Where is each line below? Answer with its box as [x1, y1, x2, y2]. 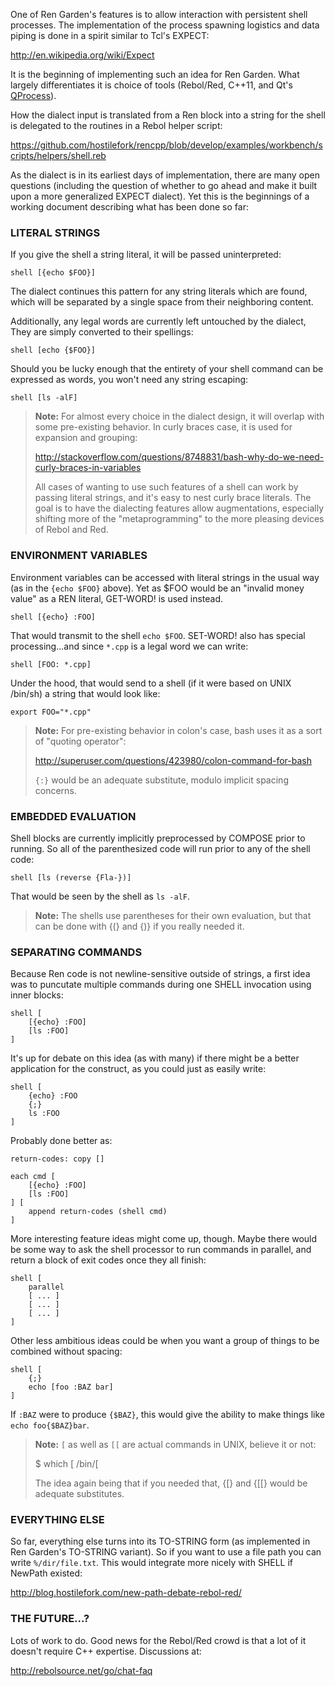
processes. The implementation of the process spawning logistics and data [10, 19, 320, 31]
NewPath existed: [10, 1567, 83, 1579]
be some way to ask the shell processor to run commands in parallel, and [10, 1244, 312, 1256]
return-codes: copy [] [10, 1154, 105, 1164]
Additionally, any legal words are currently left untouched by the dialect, [10, 315, 307, 328]
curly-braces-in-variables [34, 462, 142, 474]
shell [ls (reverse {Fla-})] [10, 872, 132, 883]
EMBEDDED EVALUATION [10, 809, 137, 823]
